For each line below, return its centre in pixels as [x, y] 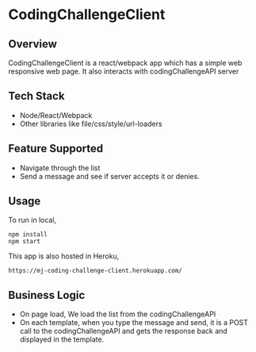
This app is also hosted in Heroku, [64, 256]
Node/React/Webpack [56, 115]
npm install [28, 235]
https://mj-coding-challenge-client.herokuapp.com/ [95, 271]
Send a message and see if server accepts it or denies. [109, 176]
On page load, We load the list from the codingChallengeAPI [118, 314]
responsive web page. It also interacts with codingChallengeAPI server [124, 71]
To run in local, [32, 220]
